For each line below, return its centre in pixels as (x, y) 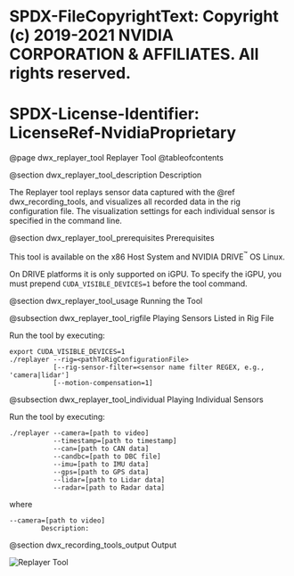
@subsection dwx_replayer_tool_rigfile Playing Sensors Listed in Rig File (142, 317)
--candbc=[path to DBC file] (107, 457)
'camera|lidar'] (39, 375)
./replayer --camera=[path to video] (79, 433)
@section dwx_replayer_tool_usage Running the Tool (106, 300)
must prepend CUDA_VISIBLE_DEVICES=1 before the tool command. (128, 284)
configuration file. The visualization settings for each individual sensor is (142, 211)
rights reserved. (70, 74)
